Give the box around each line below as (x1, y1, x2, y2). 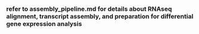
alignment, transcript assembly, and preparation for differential (6, 12, 194, 20)
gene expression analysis (6, 20, 82, 28)
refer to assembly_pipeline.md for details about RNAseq (6, 5, 172, 13)
